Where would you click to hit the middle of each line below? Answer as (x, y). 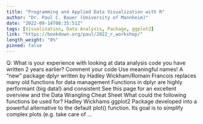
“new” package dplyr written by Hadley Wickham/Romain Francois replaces (101, 76)
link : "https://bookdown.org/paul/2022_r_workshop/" (75, 34)
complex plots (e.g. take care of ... (49, 114)
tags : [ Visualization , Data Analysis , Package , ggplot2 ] (80, 29)
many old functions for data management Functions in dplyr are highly (94, 82)
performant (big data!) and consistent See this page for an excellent (91, 88)
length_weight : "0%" (33, 40)
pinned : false (24, 46)
